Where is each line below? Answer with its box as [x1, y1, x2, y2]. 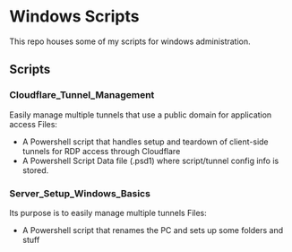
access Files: [9, 118, 58, 129]
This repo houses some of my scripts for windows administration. [9, 36, 251, 47]
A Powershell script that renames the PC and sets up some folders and [21, 224, 284, 235]
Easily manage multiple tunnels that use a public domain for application [9, 109, 272, 120]
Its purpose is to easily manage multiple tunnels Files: [9, 207, 208, 218]
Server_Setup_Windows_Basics [9, 187, 150, 199]
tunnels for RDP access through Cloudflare [21, 145, 181, 156]
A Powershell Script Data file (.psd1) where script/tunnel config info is [21, 155, 279, 166]
